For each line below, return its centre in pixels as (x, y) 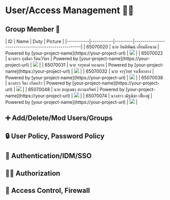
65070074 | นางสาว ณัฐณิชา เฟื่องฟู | (119, 96)
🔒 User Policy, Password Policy (55, 136)
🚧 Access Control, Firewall (48, 190)
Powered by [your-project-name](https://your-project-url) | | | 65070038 (84, 78)
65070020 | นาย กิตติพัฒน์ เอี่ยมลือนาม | (123, 47)
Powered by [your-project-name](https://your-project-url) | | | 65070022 (84, 53)
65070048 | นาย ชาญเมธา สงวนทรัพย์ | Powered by (76, 89)
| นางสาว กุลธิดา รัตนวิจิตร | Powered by (42, 59)
